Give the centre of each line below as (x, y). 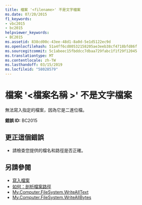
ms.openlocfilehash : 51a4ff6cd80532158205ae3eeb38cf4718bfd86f (71, 46)
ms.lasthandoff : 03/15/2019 (34, 65)
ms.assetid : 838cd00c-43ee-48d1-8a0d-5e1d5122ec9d (58, 42)
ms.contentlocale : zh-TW (30, 60)
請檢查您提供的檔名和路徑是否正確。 (49, 150)
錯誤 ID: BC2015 (21, 120)
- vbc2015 (15, 23)
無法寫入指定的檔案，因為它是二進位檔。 (46, 110)
